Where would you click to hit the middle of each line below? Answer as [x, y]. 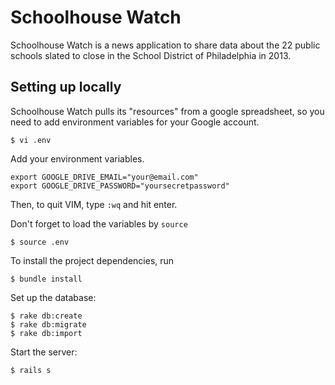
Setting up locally [66, 87]
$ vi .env [31, 140]
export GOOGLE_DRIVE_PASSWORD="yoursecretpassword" [120, 186]
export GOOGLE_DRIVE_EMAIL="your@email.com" [104, 177]
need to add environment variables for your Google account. [135, 122]
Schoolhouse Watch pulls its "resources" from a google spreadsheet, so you [167, 111]
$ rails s [31, 370]
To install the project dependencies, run [92, 260]
